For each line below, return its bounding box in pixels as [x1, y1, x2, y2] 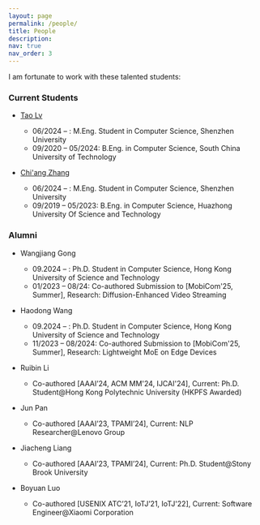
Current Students [8, 92, 79, 103]
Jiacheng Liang [19, 443, 72, 453]
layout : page [8, 11, 53, 20]
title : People [8, 27, 57, 35]
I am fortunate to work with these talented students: [8, 72, 181, 81]
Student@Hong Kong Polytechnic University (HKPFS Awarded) [32, 387, 242, 397]
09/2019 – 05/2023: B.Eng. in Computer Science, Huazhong [32, 200, 232, 211]
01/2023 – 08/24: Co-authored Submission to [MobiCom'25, [32, 281, 233, 290]
